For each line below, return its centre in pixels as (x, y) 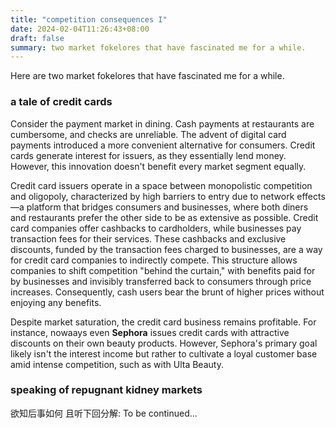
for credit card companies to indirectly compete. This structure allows (154, 260)
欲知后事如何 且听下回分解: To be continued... (104, 413)
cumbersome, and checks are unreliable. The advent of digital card (148, 134)
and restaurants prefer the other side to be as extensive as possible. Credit (164, 217)
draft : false (37, 38)
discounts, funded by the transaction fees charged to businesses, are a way (166, 249)
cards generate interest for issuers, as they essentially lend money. (148, 155)
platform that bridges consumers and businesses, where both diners (167, 207)
